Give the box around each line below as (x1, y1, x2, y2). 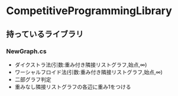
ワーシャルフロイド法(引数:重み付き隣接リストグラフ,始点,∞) (14, 68, 163, 75)
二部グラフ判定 (14, 75, 51, 83)
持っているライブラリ (6, 29, 84, 39)
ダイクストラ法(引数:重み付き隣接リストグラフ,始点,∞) (14, 61, 147, 68)
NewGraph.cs (6, 47, 47, 55)
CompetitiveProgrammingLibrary (6, 4, 173, 18)
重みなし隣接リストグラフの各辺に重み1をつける (14, 83, 131, 90)
